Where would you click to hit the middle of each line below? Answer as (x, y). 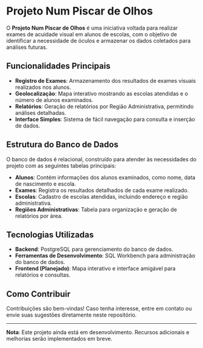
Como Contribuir (38, 294)
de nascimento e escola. (46, 184)
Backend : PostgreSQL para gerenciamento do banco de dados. (94, 250)
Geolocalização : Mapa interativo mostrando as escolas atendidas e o (101, 93)
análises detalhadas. (40, 112)
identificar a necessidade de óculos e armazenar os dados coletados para (98, 40)
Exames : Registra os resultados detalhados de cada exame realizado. (102, 190)
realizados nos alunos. (43, 87)
